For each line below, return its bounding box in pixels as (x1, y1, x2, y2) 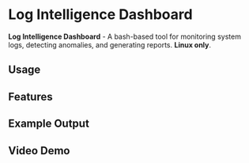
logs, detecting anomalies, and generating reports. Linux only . (8, 40, 212, 49)
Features (8, 89, 53, 104)
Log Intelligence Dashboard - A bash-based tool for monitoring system (8, 32, 241, 41)
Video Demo (8, 144, 70, 157)
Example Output (8, 117, 89, 131)
